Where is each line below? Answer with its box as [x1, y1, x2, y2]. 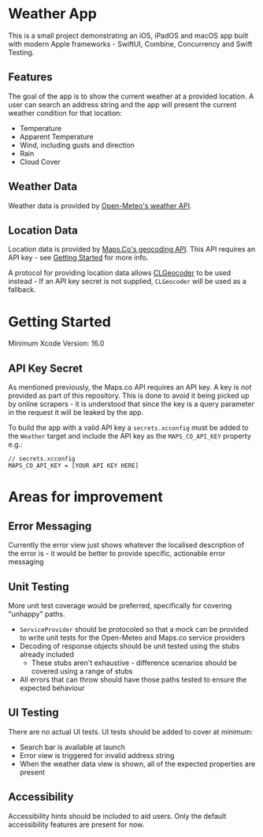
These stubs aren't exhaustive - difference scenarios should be [31, 658, 238, 667]
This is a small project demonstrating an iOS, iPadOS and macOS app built [8, 31, 249, 40]
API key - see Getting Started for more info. [8, 253, 149, 263]
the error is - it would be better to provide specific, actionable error [8, 549, 226, 559]
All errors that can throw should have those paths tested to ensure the [19, 674, 247, 684]
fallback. [8, 285, 36, 294]
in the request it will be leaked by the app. [8, 408, 144, 417]
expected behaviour [19, 683, 85, 693]
